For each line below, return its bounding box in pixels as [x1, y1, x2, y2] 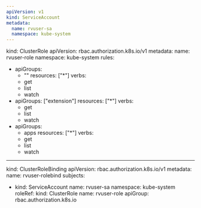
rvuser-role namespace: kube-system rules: [6, 54, 115, 61]
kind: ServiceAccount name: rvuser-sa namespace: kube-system [14, 183, 175, 191]
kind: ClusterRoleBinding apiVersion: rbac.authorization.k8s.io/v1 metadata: [6, 165, 192, 173]
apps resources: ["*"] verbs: [23, 129, 94, 137]
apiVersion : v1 [6, 8, 44, 15]
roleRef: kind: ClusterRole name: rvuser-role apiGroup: [14, 190, 150, 197]
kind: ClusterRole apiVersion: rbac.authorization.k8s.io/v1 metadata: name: [6, 47, 190, 55]
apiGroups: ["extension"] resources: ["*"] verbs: [14, 97, 134, 105]
